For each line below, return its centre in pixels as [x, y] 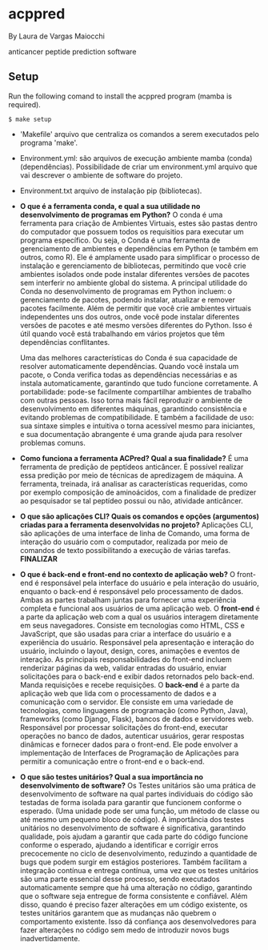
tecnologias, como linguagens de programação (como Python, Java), [134, 710]
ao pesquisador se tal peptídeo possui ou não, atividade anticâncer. [132, 500]
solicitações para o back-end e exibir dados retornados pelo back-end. [137, 676]
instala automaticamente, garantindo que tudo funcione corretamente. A [139, 383]
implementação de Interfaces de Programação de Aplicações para [129, 752]
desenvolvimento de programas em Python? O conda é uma [121, 214]
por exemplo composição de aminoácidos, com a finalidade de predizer [138, 492]
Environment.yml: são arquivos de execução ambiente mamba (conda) [136, 158]
